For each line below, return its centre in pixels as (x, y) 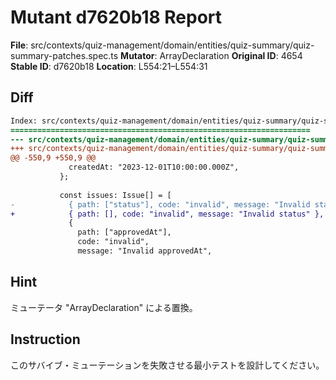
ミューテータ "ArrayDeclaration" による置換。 (104, 307)
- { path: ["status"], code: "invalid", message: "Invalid (160, 204)
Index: (24, 121)
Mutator (137, 55)
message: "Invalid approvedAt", (145, 251)
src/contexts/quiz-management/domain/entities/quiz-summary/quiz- (172, 45)
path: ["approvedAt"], (124, 232)
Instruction (45, 339)
